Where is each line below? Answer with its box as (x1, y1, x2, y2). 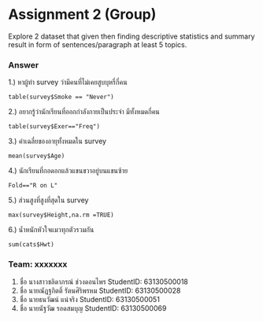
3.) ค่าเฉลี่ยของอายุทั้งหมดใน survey (8, 136, 107, 146)
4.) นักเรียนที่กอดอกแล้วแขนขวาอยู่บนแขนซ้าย (8, 166, 128, 175)
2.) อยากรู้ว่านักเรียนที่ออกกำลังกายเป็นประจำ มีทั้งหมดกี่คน (8, 107, 160, 116)
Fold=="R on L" (8, 182, 58, 190)
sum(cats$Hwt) (8, 241, 55, 249)
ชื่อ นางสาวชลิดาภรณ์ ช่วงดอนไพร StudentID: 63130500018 (19, 277, 189, 286)
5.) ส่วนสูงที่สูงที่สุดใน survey (8, 195, 89, 205)
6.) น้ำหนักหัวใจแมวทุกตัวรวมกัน (8, 225, 94, 234)
